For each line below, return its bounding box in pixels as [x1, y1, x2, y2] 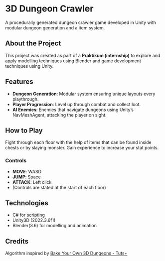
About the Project [5, 39, 61, 48]
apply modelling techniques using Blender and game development [5, 58, 141, 64]
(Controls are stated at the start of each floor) [12, 184, 106, 190]
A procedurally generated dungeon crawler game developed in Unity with [5, 19, 156, 25]
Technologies [5, 199, 49, 207]
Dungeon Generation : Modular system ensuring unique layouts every [12, 91, 156, 97]
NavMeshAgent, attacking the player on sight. [12, 112, 107, 118]
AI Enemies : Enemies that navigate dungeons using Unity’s [12, 107, 134, 113]
